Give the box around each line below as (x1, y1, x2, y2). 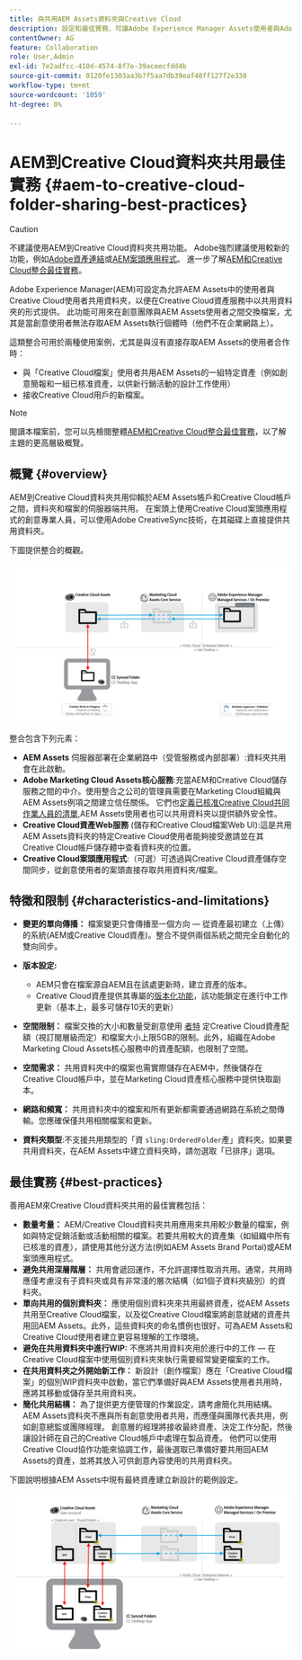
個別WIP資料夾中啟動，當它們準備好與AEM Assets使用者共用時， (46, 1377, 288, 1388)
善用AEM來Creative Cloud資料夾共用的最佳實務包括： (9, 1200, 209, 1211)
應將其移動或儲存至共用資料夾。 (22, 1388, 141, 1398)
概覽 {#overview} (9, 466, 108, 481)
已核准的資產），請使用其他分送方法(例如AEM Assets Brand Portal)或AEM (22, 1242, 292, 1253)
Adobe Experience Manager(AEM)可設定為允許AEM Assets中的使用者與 (9, 284, 276, 295)
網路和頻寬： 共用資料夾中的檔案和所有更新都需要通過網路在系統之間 (22, 1104, 277, 1115)
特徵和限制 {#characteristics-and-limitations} (9, 893, 270, 908)
